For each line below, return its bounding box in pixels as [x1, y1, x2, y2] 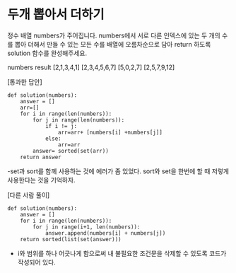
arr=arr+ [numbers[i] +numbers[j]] [57, 129, 163, 136]
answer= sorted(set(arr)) [33, 147, 110, 154]
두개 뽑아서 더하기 [7, 6, 105, 23]
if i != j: [45, 122, 78, 129]
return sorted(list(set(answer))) [20, 236, 122, 243]
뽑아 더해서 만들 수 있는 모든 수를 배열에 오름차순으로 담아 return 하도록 [14, 40, 211, 48]
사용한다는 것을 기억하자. [7, 175, 76, 184]
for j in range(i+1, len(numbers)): [33, 223, 141, 231]
